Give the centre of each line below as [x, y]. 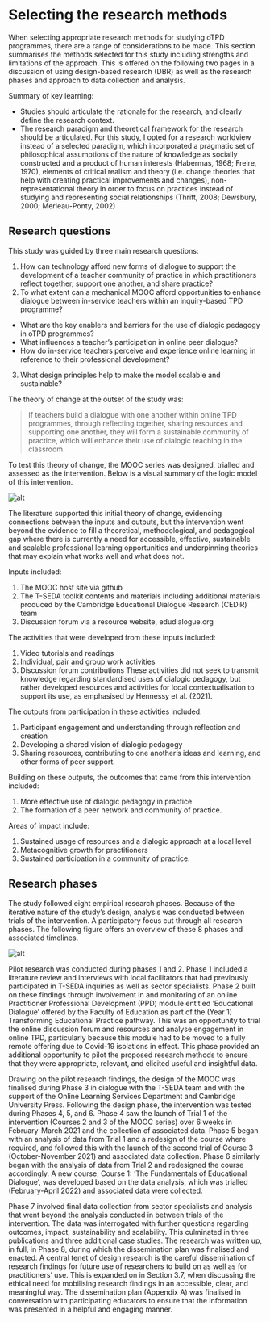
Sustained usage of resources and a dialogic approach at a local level [135, 841]
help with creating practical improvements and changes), [114, 180]
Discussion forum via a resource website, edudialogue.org [116, 621]
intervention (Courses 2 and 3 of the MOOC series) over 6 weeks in [120, 1122]
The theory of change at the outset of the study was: [96, 399]
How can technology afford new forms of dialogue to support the [128, 266]
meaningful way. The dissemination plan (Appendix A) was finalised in [125, 1292]
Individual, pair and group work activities [87, 661]
